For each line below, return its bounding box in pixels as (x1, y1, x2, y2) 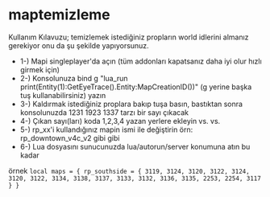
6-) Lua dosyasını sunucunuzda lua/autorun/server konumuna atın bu (19, 142, 251, 151)
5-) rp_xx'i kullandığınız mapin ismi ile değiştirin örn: (19, 125, 193, 134)
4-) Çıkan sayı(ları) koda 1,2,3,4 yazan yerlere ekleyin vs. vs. (19, 116, 221, 125)
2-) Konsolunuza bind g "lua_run (19, 73, 128, 83)
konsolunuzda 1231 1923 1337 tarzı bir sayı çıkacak (19, 107, 189, 117)
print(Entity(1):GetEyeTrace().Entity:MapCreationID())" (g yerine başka (19, 82, 252, 92)
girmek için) (19, 64, 60, 74)
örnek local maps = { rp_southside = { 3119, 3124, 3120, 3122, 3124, (8, 166, 250, 175)
